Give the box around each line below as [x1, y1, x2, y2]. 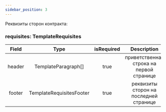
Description [130, 45, 159, 52]
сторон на [132, 86, 157, 93]
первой [135, 66, 154, 73]
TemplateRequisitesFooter [29, 89, 90, 96]
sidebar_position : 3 [5, 7, 48, 12]
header [7, 63, 25, 70]
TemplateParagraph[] [34, 63, 84, 70]
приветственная [124, 54, 165, 60]
